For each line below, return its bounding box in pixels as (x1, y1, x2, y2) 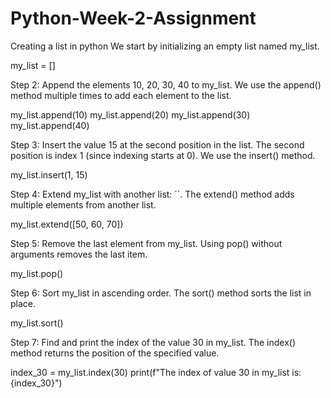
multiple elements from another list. (10, 198, 157, 211)
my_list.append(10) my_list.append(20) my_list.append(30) (10, 108, 251, 121)
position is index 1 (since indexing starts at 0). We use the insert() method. (10, 149, 316, 161)
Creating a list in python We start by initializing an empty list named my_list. (10, 40, 320, 52)
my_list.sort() (10, 317, 64, 329)
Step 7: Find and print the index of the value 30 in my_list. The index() (10, 336, 297, 348)
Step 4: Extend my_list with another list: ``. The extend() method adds (10, 188, 295, 200)
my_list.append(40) (10, 119, 90, 131)
